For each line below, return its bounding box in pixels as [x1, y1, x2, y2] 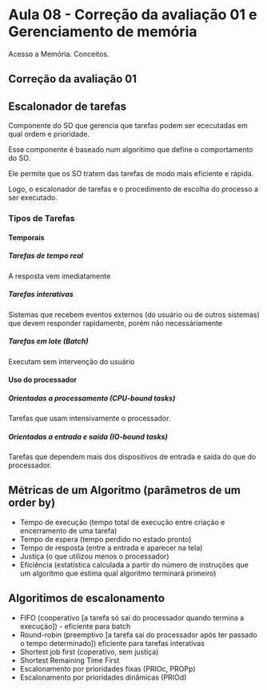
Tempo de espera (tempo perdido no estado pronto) [19, 534, 192, 544]
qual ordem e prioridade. [8, 130, 90, 139]
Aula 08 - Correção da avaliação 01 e [8, 6, 257, 24]
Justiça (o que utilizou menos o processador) [19, 551, 169, 561]
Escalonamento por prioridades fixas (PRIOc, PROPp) [19, 664, 196, 673]
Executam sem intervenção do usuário [8, 356, 135, 366]
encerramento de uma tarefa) [19, 526, 118, 536]
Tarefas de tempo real [8, 251, 84, 261]
